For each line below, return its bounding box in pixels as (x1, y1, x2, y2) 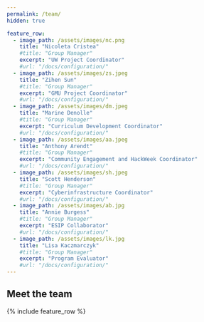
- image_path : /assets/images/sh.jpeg (13, 169, 129, 176)
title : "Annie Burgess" (19, 209, 90, 216)
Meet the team (6, 288, 73, 300)
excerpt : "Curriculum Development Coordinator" (19, 123, 163, 130)
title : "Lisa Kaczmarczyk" (19, 241, 100, 249)
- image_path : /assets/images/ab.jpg (13, 202, 125, 209)
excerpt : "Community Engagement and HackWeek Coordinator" (19, 156, 198, 163)
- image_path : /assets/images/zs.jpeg (13, 69, 129, 77)
